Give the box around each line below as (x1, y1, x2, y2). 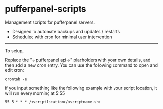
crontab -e (5, 76, 27, 82)
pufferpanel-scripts (5, 3, 86, 14)
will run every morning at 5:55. (5, 90, 66, 96)
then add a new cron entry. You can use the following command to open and (5, 62, 158, 68)
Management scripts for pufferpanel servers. (5, 19, 95, 25)
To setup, (5, 47, 24, 54)
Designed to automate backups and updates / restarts (12, 28, 120, 34)
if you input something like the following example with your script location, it (5, 85, 157, 91)
